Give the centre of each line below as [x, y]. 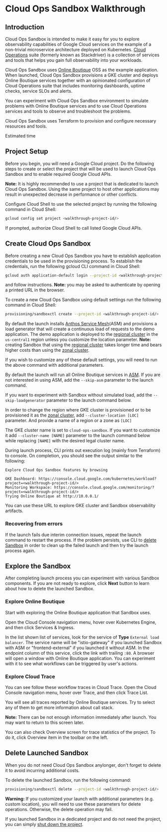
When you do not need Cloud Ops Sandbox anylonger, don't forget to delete [83, 765]
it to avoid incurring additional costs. [42, 770]
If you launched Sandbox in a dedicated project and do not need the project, [83, 819]
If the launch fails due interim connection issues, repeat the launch [73, 535]
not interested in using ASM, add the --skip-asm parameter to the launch [80, 380]
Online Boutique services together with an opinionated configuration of [78, 80]
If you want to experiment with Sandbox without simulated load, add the [79, 395]
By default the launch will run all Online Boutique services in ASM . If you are [83, 375]
